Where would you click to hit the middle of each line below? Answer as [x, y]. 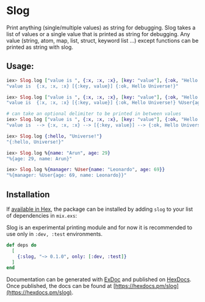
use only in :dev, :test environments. [54, 234]
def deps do [21, 245]
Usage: [20, 66]
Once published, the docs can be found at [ [61, 286]
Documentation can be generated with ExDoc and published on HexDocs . [99, 279]
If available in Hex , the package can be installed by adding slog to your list [100, 209]
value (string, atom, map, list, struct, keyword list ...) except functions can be [103, 40]
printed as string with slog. [40, 47]
